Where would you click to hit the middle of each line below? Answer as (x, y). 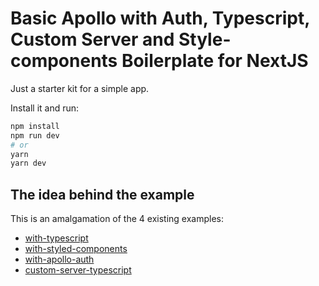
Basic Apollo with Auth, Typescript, (160, 18)
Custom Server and (92, 39)
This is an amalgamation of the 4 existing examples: (117, 219)
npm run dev (35, 135)
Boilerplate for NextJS (215, 61)
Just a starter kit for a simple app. (80, 88)
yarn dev (28, 163)
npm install (35, 126)
